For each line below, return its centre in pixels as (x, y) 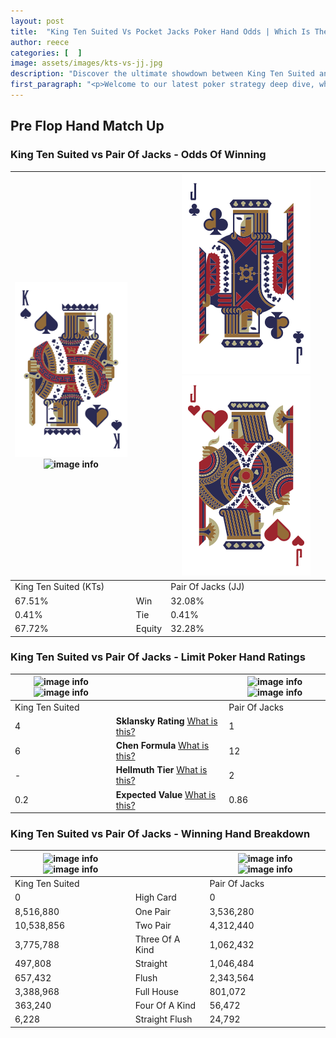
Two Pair (153, 925)
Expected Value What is (166, 794)
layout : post (37, 21)
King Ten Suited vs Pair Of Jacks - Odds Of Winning (138, 155)
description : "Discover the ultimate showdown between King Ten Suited (162, 74)
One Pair (153, 911)
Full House (156, 991)
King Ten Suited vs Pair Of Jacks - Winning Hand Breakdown (160, 834)
